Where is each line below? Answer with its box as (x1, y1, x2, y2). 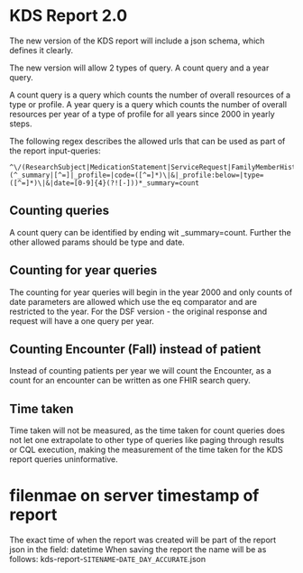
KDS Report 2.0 (9, 5, 128, 26)
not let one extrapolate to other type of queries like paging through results (9, 435, 285, 446)
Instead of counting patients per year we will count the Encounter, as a (9, 365, 272, 376)
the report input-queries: (9, 145, 101, 156)
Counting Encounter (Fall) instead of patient (9, 341, 262, 356)
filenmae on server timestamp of (9, 485, 260, 506)
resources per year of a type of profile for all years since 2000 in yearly (9, 108, 275, 119)
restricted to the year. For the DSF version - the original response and (9, 306, 268, 317)
